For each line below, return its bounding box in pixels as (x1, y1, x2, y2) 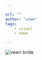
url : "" (5, 12, 22, 17)
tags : (5, 21, 17, 26)
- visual (14, 26, 33, 31)
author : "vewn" (5, 16, 37, 22)
